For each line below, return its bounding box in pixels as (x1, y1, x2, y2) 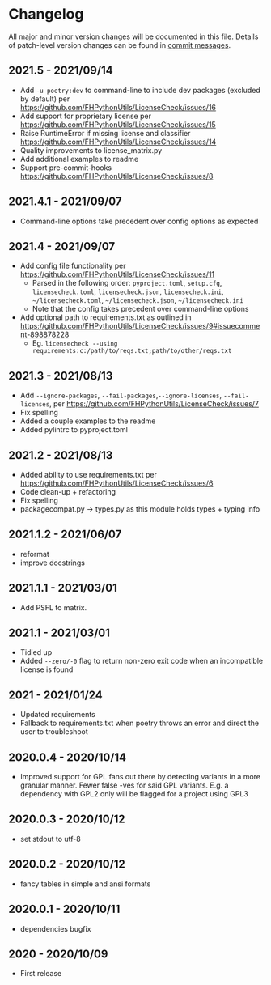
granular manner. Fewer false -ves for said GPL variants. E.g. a (19, 780, 229, 790)
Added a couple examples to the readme (19, 416, 156, 426)
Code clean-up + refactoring (19, 487, 116, 496)
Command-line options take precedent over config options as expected (19, 216, 259, 226)
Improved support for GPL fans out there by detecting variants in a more (19, 772, 261, 782)
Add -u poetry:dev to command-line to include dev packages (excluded (19, 85, 260, 95)
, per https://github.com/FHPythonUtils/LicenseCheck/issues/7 (49, 399, 260, 409)
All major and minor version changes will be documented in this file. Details (8, 32, 259, 41)
